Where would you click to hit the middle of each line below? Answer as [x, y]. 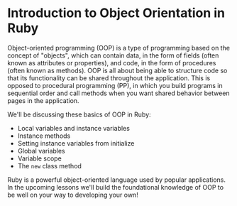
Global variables [41, 151]
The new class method [49, 166]
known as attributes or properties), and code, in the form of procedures [112, 63]
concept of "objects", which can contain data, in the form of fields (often [113, 55]
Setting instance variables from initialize [76, 143]
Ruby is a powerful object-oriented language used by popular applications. [116, 180]
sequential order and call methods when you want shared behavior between [118, 93]
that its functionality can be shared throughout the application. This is [109, 78]
